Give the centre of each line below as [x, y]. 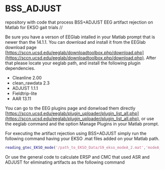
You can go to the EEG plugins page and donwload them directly [70, 108]
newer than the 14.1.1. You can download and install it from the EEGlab [75, 42]
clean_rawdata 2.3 [31, 83]
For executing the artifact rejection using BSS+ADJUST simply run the [76, 133]
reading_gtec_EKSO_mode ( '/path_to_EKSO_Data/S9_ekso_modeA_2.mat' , [76, 147]
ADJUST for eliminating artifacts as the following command [65, 162]
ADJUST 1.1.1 [25, 88]
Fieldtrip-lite [25, 93]
